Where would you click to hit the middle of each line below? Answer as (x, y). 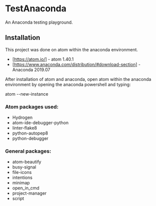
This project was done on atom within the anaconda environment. (72, 49)
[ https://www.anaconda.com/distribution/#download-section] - (76, 64)
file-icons (22, 172)
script (18, 199)
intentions (22, 177)
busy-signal (24, 167)
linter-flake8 (25, 128)
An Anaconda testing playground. (39, 22)
